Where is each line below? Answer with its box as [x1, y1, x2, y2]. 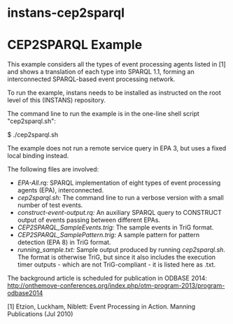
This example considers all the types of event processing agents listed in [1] [7, 60, 226, 69]
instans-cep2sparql [7, 5, 125, 21]
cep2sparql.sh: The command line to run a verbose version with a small [17, 194, 224, 202]
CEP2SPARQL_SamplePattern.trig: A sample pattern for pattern [17, 231, 200, 239]
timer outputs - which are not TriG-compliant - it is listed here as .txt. [17, 260, 216, 269]
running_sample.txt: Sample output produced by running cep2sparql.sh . [17, 246, 226, 254]
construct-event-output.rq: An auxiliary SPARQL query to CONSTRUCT [17, 209, 222, 217]
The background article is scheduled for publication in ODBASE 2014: [7, 274, 208, 283]
